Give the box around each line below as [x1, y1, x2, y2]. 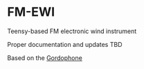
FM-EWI [7, 4, 55, 20]
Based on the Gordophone [7, 53, 83, 62]
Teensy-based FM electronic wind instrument [7, 27, 137, 35]
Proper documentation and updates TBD [7, 40, 123, 48]
